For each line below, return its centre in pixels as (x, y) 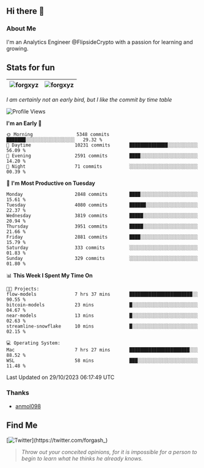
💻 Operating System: (34, 343)
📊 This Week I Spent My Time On (49, 275)
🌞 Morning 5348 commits (58, 134)
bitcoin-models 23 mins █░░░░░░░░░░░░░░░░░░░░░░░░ (102, 305)
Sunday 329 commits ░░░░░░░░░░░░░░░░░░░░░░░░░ (102, 258)
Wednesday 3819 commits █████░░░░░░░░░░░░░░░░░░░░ (102, 215)
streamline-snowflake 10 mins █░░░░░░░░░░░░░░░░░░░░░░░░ (102, 326)
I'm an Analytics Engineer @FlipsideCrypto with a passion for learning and (100, 42)
